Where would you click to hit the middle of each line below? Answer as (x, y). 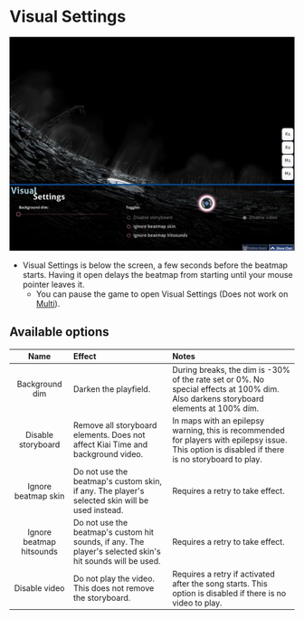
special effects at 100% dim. (225, 389)
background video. (108, 454)
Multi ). (48, 303)
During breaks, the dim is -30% (231, 369)
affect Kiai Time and (111, 444)
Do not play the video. (114, 578)
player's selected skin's (117, 552)
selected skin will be (111, 500)
